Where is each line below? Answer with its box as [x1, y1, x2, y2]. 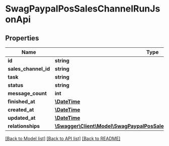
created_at [8, 106, 34, 113]
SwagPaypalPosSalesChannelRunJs [5, 3, 160, 15]
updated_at [8, 114, 36, 121]
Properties [5, 34, 39, 42]
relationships [8, 123, 40, 129]
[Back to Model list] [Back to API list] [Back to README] [5, 135, 121, 141]
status [8, 82, 24, 89]
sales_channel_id [8, 65, 50, 72]
